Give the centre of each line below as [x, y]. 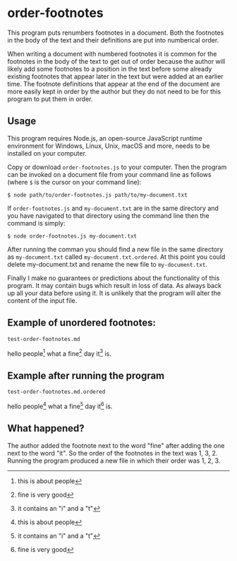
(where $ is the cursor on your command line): [74, 182]
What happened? [46, 428]
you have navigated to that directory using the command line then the [108, 215]
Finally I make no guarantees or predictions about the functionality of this [114, 278]
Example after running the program [86, 375]
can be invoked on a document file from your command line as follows [109, 174]
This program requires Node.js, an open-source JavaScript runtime [105, 138]
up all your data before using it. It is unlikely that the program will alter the [114, 293]
